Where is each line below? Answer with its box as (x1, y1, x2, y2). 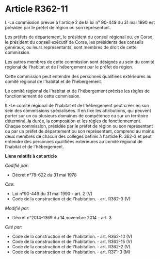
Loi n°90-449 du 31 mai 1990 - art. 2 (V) (12, 191, 93, 196)
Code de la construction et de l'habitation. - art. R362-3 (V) (12, 195, 131, 202)
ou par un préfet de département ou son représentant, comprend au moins (5, 128, 154, 134)
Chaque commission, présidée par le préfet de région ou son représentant (5, 123, 153, 129)
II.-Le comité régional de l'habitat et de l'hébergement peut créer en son (5, 102, 149, 108)
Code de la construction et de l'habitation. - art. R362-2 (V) (12, 243, 131, 249)
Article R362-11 (5, 3, 68, 15)
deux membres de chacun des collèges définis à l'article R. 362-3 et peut (5, 133, 152, 139)
